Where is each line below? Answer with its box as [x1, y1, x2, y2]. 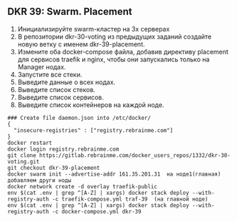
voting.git [7, 158, 40, 165]
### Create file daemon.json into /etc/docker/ [7, 114, 152, 121]
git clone [7, 151, 37, 159]
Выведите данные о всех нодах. [17, 78, 116, 86]
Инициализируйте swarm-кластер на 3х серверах [17, 24, 170, 33]
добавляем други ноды [7, 176, 72, 184]
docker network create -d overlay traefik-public [7, 183, 158, 190]
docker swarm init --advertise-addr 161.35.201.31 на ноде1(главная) [7, 171, 221, 178]
